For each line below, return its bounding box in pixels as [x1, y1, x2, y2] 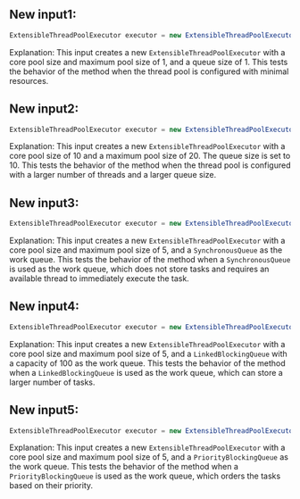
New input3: [9, 195, 79, 211]
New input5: [9, 403, 79, 418]
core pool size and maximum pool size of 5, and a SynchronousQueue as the [9, 245, 283, 255]
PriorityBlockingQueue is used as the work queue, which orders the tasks [9, 470, 281, 481]
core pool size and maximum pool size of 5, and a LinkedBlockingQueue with [9, 348, 287, 359]
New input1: [9, 7, 77, 22]
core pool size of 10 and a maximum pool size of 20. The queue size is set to [9, 151, 291, 162]
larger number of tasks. [9, 377, 96, 387]
